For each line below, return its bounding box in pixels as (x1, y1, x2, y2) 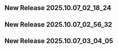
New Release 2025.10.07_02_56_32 (4, 20, 112, 29)
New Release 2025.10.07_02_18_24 (4, 4, 111, 12)
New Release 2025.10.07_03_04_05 (4, 37, 114, 45)
